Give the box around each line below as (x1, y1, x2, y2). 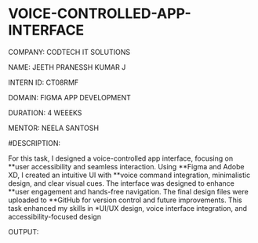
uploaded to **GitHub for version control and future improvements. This (8, 195, 242, 205)
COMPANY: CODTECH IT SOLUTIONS (8, 47, 131, 56)
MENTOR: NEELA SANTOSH (8, 123, 100, 132)
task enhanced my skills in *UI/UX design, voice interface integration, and (8, 203, 248, 212)
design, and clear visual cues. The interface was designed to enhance (8, 178, 235, 188)
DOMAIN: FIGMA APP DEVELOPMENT (8, 92, 131, 102)
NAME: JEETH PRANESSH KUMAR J (8, 62, 126, 71)
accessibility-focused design (8, 212, 102, 221)
